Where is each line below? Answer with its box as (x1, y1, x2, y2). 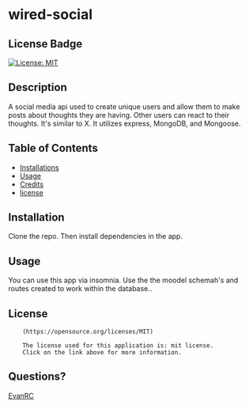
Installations (19, 162, 59, 172)
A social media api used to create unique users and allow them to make (8, 101, 240, 111)
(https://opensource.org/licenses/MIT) (22, 328, 154, 336)
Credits (19, 179, 44, 189)
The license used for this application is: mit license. (22, 342, 214, 349)
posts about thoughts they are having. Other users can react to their (8, 110, 230, 119)
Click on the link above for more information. (22, 349, 182, 357)
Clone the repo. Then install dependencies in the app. (8, 232, 183, 241)
